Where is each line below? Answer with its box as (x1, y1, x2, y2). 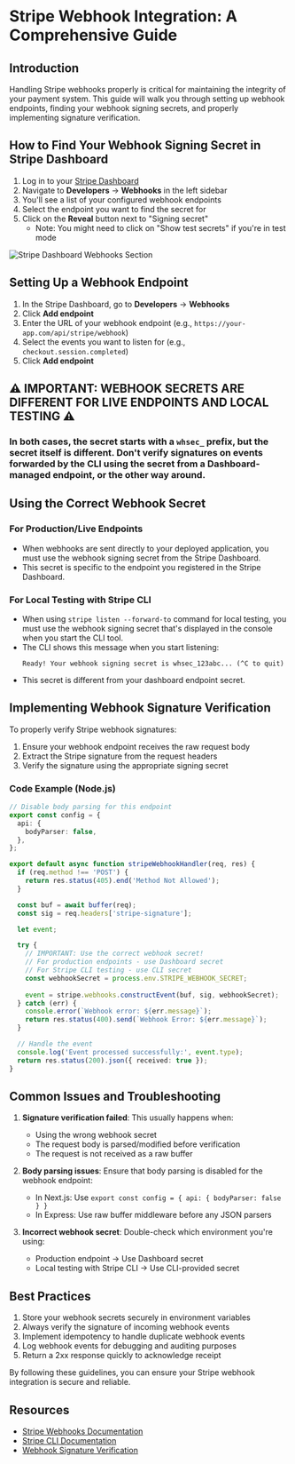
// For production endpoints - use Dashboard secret (25, 958, 224, 967)
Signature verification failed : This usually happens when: (21, 1112, 234, 1123)
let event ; (17, 925, 58, 934)
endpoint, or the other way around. (52, 468, 206, 481)
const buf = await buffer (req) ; (17, 900, 137, 910)
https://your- (194, 319, 246, 328)
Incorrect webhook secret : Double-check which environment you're (21, 1227, 273, 1237)
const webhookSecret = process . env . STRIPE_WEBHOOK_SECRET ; (25, 974, 248, 983)
